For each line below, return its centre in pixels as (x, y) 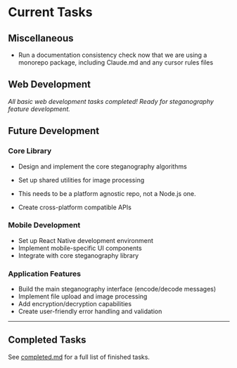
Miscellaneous (41, 38)
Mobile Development (44, 225)
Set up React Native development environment (86, 240)
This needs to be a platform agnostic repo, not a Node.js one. (107, 193)
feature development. (39, 109)
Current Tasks (50, 12)
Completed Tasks (47, 340)
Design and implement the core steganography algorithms (102, 166)
